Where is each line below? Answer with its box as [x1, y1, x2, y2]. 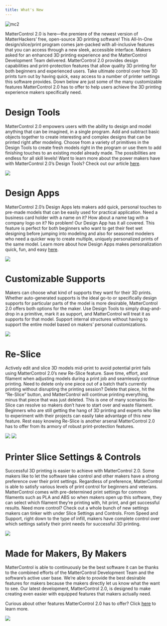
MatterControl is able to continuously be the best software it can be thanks [5, 564, 159, 570]
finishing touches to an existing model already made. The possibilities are [5, 149, 156, 155]
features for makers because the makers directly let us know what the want [5, 580, 161, 586]
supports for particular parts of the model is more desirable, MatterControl [5, 300, 158, 306]
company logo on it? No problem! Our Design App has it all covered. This [5, 219, 155, 225]
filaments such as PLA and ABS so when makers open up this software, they [5, 494, 162, 500]
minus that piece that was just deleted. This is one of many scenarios [5, 397, 148, 403]
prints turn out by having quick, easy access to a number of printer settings [5, 73, 160, 79]
